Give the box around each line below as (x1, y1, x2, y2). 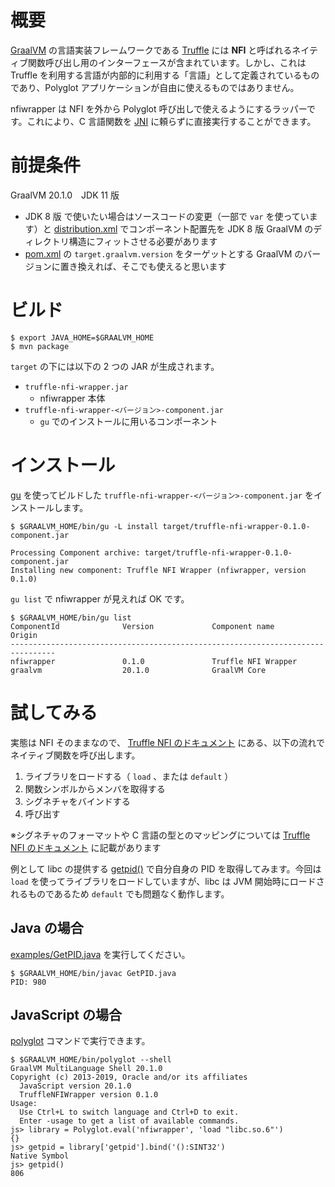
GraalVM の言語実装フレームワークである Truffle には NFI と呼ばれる (10, 44, 293, 56)
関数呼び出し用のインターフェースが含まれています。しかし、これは (27, 56, 307, 68)
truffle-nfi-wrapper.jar (24, 382, 129, 392)
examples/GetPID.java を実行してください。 (10, 948, 191, 960)
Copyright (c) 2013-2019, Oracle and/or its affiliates (10, 1072, 248, 1083)
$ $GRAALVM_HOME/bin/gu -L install (10, 521, 159, 531)
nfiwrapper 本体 (39, 392, 106, 404)
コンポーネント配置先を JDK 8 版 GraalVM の (128, 222, 314, 235)
